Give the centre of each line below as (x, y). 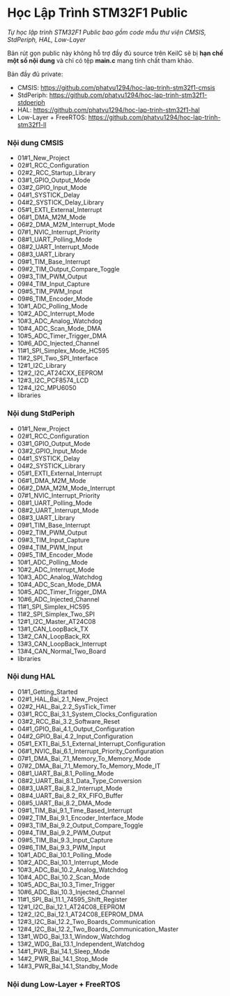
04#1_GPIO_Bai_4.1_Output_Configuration (76, 729)
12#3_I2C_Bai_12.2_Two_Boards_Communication (86, 921)
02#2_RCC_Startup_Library (56, 173)
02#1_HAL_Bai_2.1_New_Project (63, 699)
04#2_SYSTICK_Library (51, 466)
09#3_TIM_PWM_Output (52, 276)
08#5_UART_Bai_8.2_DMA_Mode (64, 803)
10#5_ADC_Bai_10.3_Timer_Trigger (66, 884)
